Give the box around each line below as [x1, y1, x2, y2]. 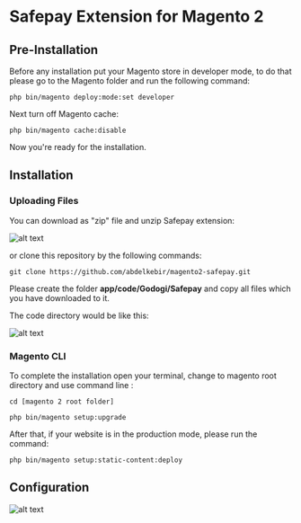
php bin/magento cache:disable [9, 126, 127, 135]
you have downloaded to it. [9, 292, 111, 303]
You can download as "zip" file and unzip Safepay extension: [9, 215, 235, 226]
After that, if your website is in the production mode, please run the [9, 429, 258, 439]
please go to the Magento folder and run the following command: [9, 75, 250, 86]
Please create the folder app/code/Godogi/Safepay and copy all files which [9, 283, 292, 294]
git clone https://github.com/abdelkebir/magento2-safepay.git [9, 267, 252, 276]
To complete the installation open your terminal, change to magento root [9, 370, 277, 381]
